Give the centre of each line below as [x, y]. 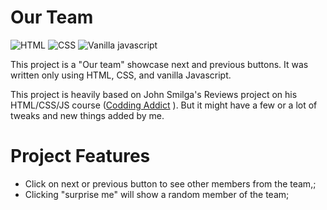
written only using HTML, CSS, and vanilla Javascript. [121, 75]
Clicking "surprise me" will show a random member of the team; [157, 194]
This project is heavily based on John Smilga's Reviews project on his [154, 94]
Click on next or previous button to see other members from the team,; [170, 183]
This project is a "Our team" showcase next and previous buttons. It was [159, 64]
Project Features [80, 156]
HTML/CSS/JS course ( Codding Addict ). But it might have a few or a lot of [164, 105]
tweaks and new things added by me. [87, 115]
